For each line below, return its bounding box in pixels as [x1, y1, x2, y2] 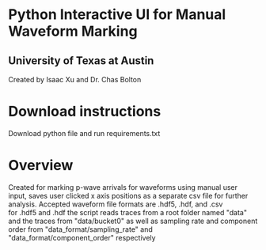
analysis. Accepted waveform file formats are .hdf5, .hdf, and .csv [8, 199, 223, 209]
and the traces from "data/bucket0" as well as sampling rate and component [8, 216, 258, 225]
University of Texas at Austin [8, 54, 154, 67]
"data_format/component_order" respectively [8, 233, 156, 242]
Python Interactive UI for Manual [8, 6, 226, 24]
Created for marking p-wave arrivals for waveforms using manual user [8, 182, 238, 191]
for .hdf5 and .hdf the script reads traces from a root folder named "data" [8, 207, 248, 217]
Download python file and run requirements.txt [8, 128, 161, 138]
